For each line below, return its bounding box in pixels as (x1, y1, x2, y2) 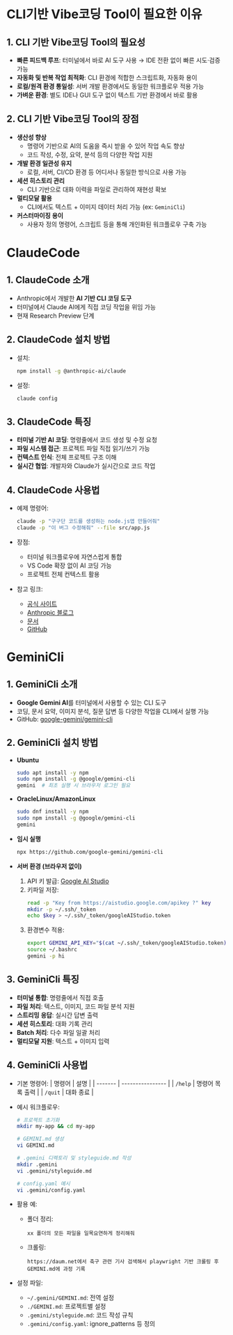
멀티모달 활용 (16, 194, 53, 202)
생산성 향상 (16, 133, 47, 141)
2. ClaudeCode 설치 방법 (6, 334, 111, 345)
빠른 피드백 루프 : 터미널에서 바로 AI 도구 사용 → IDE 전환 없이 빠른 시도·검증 (16, 56, 220, 64)
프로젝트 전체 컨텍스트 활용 (26, 570, 100, 578)
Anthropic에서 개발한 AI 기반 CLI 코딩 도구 (16, 294, 132, 302)
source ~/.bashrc (26, 946, 78, 953)
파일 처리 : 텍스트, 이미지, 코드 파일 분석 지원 (16, 1002, 135, 1010)
